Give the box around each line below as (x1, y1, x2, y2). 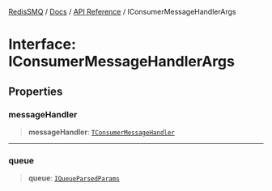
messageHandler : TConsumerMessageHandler (28, 127, 176, 137)
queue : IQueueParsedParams (28, 173, 120, 183)
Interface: (8, 36, 77, 53)
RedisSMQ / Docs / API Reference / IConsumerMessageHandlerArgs (8, 7, 236, 16)
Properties (8, 84, 63, 98)
